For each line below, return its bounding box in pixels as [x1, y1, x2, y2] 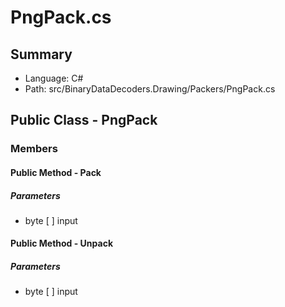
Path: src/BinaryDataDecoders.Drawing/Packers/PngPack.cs [24, 83, 276, 95]
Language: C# [24, 72, 84, 84]
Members [10, 142, 58, 156]
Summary [10, 46, 73, 63]
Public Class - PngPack [10, 112, 158, 129]
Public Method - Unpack [10, 237, 114, 250]
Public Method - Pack [10, 166, 102, 178]
